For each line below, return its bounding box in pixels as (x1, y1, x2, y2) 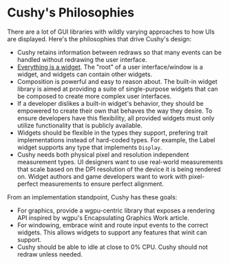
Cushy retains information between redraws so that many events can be (17, 48, 222, 56)
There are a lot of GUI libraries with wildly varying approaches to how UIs (7, 27, 215, 36)
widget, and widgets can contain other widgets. (17, 70, 153, 78)
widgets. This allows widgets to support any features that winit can (17, 228, 207, 236)
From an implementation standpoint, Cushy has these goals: (7, 192, 178, 201)
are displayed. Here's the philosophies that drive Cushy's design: (7, 34, 191, 43)
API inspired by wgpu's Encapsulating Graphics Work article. (17, 213, 189, 221)
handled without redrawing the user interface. (17, 55, 148, 63)
